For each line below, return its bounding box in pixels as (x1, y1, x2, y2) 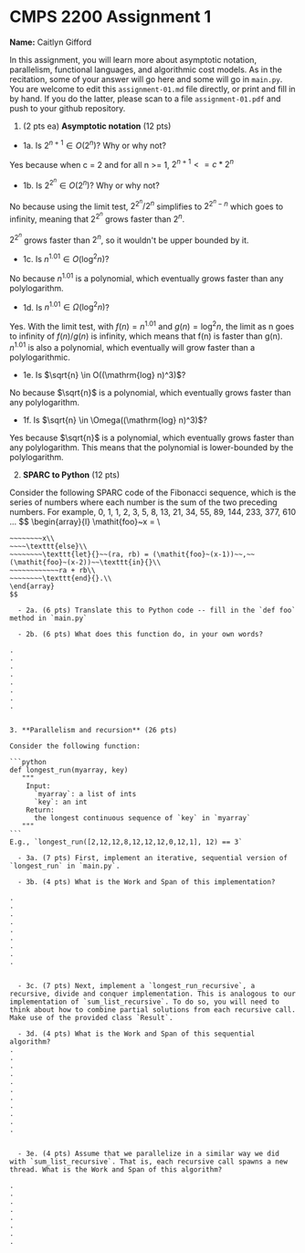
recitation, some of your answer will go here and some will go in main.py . (9, 73, 283, 84)
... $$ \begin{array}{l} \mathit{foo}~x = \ (9, 516, 161, 527)
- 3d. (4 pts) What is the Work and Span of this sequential (17, 1029, 256, 1038)
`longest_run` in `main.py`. (9, 861, 121, 870)
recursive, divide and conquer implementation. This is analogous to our (9, 989, 297, 998)
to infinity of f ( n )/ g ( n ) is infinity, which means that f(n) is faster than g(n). (9, 331, 283, 342)
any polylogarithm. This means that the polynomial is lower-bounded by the (9, 441, 294, 453)
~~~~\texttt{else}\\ (9, 542, 89, 551)
